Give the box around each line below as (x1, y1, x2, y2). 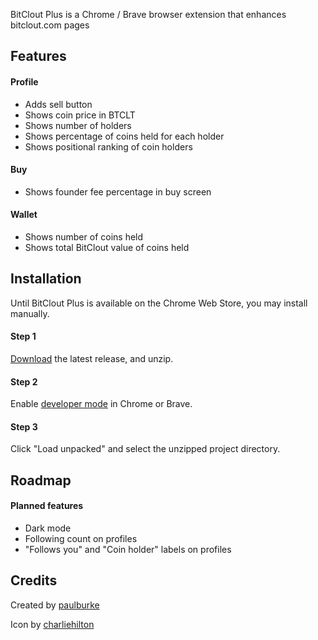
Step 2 (10, 375, 38, 388)
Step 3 (10, 420, 38, 433)
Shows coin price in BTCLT (24, 109, 136, 121)
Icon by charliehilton (10, 618, 95, 630)
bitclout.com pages (10, 19, 90, 31)
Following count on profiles (24, 533, 138, 545)
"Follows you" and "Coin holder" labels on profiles (24, 544, 232, 556)
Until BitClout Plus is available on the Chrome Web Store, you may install (10, 297, 308, 309)
